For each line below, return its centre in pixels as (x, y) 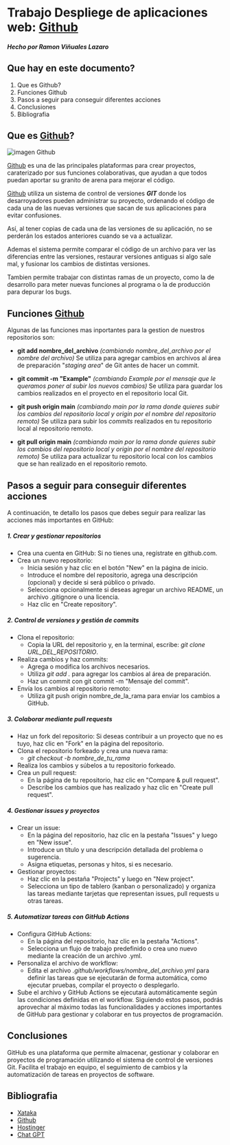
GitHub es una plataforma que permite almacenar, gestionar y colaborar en (113, 1052)
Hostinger (31, 1127)
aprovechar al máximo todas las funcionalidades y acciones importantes (119, 1007)
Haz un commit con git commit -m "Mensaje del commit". (108, 681)
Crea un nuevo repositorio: (55, 560)
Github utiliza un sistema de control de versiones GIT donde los (97, 193)
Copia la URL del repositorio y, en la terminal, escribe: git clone (116, 644)
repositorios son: (31, 338)
